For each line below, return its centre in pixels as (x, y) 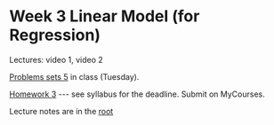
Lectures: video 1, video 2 (56, 59)
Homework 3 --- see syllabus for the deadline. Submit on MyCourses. (137, 94)
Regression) (55, 35)
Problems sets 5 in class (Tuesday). (74, 76)
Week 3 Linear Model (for (105, 16)
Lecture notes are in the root (61, 111)
